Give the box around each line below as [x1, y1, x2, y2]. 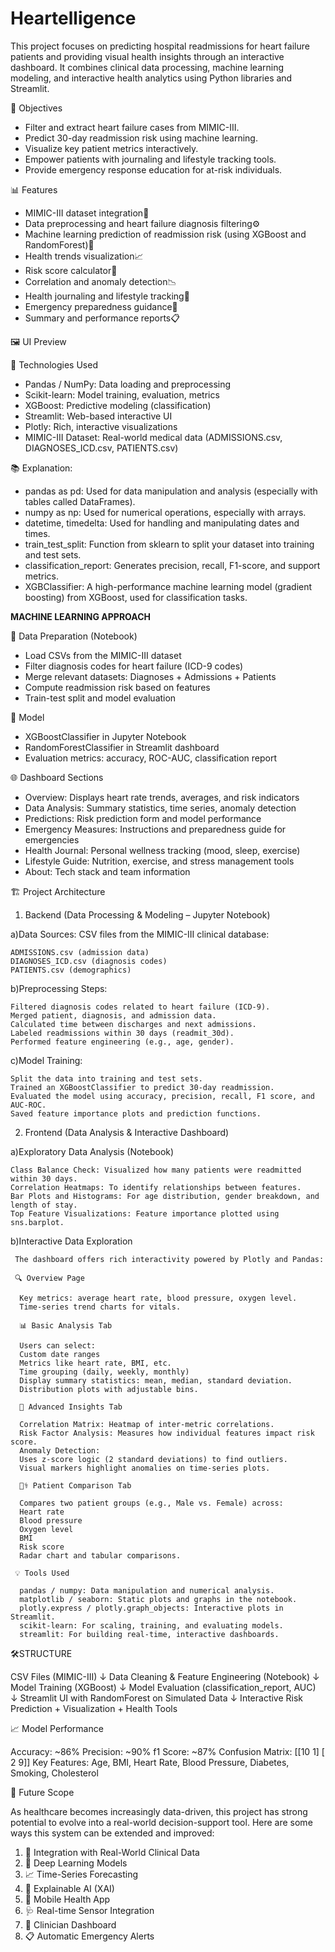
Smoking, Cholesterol [10, 1767, 99, 1779]
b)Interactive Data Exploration [10, 1235, 133, 1247]
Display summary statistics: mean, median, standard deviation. [19, 1375, 293, 1386]
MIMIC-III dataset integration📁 [24, 207, 150, 219]
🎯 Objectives [10, 102, 63, 114]
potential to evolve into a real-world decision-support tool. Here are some [10, 1816, 313, 1828]
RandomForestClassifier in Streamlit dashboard [24, 741, 220, 753]
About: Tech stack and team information [24, 865, 191, 877]
